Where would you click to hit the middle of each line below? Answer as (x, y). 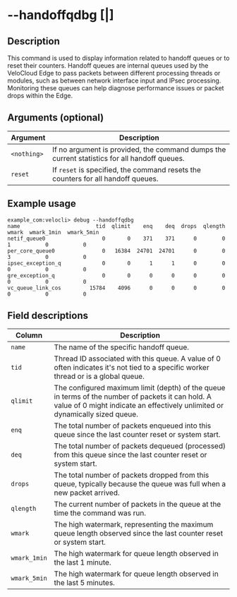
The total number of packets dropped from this (132, 475)
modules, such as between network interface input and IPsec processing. (114, 80)
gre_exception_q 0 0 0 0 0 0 (116, 275)
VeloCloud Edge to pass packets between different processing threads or (114, 73)
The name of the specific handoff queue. (121, 347)
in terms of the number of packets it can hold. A (133, 397)
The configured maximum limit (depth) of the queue (140, 388)
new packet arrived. (87, 493)
